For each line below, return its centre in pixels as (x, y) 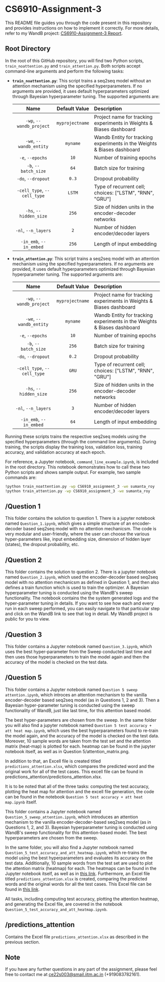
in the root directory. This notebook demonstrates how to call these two (77, 467)
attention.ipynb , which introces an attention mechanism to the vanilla (76, 694)
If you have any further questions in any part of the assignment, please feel (81, 969)
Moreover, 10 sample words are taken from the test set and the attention (78, 741)
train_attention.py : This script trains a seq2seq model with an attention (86, 258)
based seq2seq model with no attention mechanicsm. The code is (90, 529)
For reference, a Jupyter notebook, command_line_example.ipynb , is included (82, 462)
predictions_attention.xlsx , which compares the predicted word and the (80, 766)
